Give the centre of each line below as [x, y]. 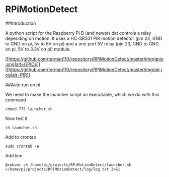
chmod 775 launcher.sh [29, 109]
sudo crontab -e [22, 146]
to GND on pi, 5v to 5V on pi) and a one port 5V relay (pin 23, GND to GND [82, 43]
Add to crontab [21, 137]
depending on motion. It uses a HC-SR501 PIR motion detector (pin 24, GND [84, 38]
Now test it [16, 118]
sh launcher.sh [21, 128]
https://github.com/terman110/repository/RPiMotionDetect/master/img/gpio [86, 58]
